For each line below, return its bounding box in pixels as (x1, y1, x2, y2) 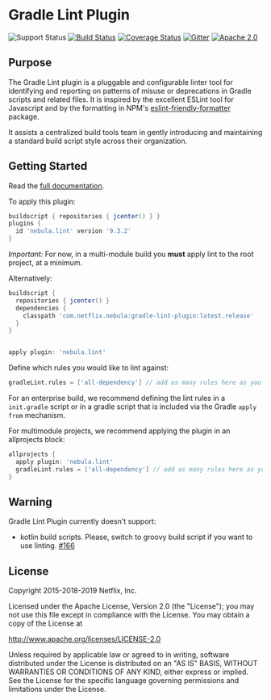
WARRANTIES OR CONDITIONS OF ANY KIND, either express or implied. (8, 667, 248, 677)
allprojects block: (8, 435, 66, 445)
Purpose (8, 56, 52, 70)
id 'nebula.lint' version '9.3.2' (15, 227, 131, 235)
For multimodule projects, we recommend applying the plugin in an (8, 426, 231, 436)
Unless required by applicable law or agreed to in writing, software (8, 650, 230, 660)
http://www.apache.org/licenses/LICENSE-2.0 (8, 635, 161, 644)
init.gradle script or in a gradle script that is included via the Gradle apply (8, 402, 256, 411)
